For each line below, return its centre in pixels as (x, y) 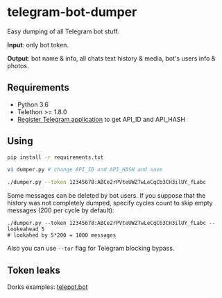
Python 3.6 (33, 104)
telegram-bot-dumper (72, 12)
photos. (18, 65)
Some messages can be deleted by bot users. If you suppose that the (106, 196)
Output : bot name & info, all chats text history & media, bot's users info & (111, 58)
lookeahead (23, 229)
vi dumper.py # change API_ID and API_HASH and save (85, 170)
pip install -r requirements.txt (55, 157)
